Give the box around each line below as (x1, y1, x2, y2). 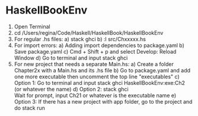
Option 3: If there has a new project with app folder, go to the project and (14, 98, 193, 105)
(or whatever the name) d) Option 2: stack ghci (14, 85, 129, 92)
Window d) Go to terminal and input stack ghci (14, 54, 128, 61)
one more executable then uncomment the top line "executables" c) (14, 73, 180, 80)
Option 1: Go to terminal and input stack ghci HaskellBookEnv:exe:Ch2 (14, 79, 185, 86)
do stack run (14, 104, 46, 111)
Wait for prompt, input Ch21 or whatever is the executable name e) (14, 92, 177, 99)
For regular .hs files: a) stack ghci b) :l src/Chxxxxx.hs (14, 35, 146, 42)
